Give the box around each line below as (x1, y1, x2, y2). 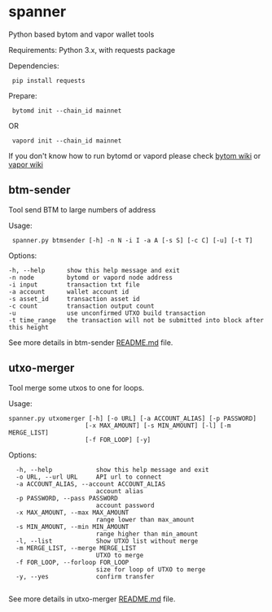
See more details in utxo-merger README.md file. (8, 593, 176, 604)
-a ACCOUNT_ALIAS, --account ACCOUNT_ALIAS (15, 479, 165, 488)
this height (8, 323, 49, 331)
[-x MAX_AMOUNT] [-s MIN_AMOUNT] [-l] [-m (85, 422, 231, 430)
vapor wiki (8, 160, 43, 169)
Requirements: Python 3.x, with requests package (8, 45, 176, 55)
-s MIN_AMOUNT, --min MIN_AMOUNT (15, 522, 129, 531)
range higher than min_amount (95, 530, 199, 538)
